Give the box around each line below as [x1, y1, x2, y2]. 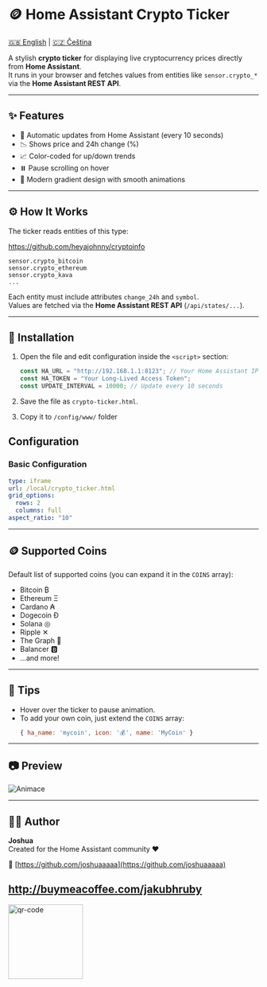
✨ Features [8, 109, 64, 123]
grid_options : [8, 492, 56, 500]
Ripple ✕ [19, 627, 49, 637]
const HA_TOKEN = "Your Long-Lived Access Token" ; [19, 375, 192, 383]
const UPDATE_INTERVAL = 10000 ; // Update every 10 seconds [19, 382, 223, 390]
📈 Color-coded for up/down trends [19, 151, 136, 161]
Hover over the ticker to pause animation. [19, 704, 156, 714]
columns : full [15, 506, 62, 515]
